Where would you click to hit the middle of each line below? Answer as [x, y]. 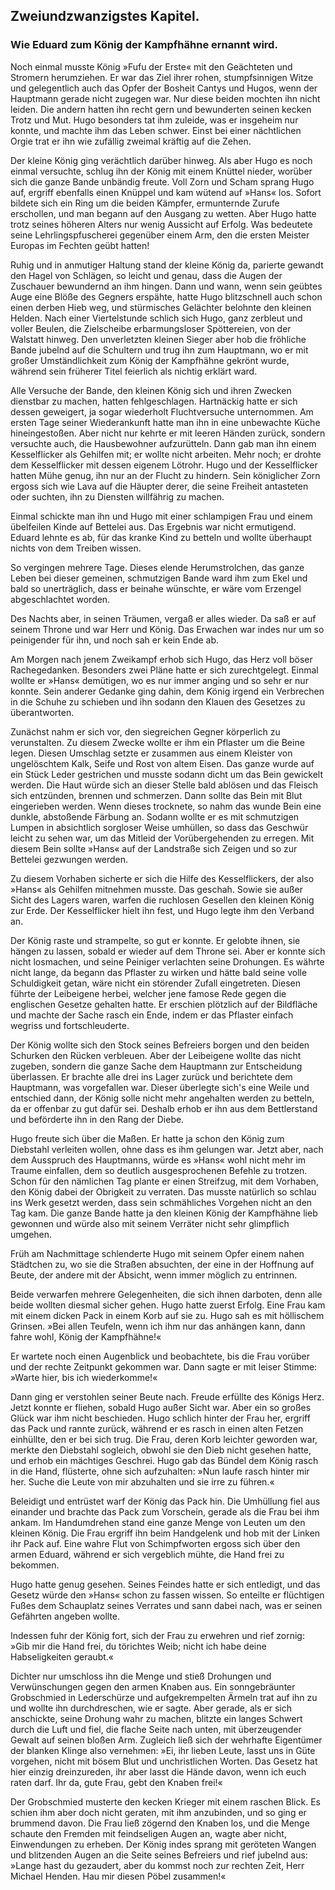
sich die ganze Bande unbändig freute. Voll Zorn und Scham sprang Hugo [162, 181]
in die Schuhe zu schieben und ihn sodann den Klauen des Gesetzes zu [158, 701]
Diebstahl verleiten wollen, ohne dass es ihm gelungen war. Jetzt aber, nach [167, 1149]
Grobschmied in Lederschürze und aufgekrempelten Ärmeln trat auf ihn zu [164, 1697]
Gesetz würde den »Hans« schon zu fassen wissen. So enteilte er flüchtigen [167, 1595]
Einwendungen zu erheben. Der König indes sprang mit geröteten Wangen [163, 1844]
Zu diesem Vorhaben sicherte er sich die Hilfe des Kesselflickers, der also [162, 878]
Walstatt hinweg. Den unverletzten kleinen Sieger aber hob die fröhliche [158, 339]
